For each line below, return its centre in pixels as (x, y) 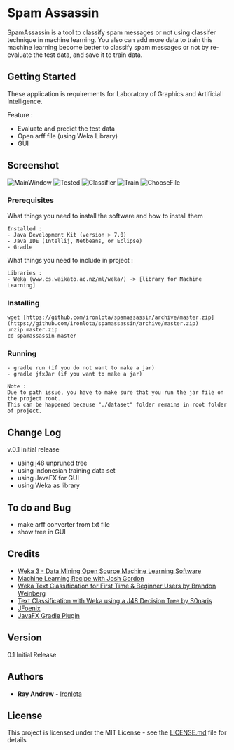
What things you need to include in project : (70, 260)
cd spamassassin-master (42, 336)
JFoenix (29, 608)
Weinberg (32, 593)
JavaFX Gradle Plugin (49, 615)
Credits (24, 554)
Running (22, 354)
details (17, 740)
